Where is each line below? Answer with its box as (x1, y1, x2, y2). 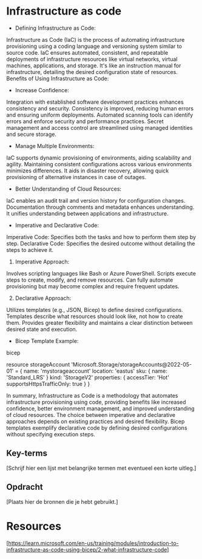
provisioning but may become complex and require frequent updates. (6, 282, 180, 290)
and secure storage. (6, 130, 56, 138)
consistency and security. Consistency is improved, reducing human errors (6, 104, 194, 112)
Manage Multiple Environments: (15, 142, 95, 149)
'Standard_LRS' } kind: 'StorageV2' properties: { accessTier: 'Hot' (6, 373, 170, 381)
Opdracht (6, 482, 44, 492)
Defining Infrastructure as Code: (15, 24, 96, 32)
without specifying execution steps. (6, 430, 95, 438)
